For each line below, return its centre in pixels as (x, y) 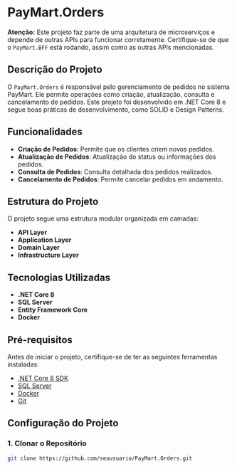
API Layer (32, 233)
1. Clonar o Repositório (47, 443)
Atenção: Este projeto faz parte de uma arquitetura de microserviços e (111, 32)
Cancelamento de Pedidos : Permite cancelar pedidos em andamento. (120, 179)
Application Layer (44, 240)
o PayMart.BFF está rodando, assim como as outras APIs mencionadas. (111, 47)
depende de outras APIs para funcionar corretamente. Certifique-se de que (118, 39)
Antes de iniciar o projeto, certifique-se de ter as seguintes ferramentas (112, 357)
